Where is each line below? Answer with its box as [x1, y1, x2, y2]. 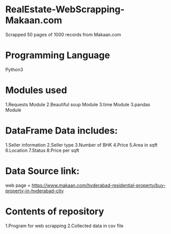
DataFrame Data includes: [5, 125, 118, 136]
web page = [5, 182, 31, 188]
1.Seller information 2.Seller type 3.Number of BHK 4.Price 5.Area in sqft [5, 142, 158, 148]
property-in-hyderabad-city [5, 187, 64, 193]
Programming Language [5, 50, 110, 61]
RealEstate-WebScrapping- [5, 4, 125, 15]
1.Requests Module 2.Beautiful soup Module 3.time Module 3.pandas [5, 101, 151, 107]
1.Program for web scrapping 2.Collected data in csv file [5, 222, 124, 229]
